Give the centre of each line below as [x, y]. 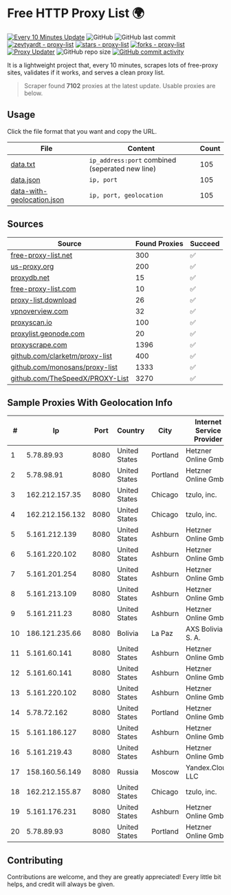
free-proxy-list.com [44, 289]
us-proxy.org [32, 266]
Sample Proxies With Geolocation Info [90, 403]
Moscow [165, 772]
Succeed [205, 243]
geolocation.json [37, 199]
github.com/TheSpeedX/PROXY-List [70, 378]
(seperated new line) [123, 168]
